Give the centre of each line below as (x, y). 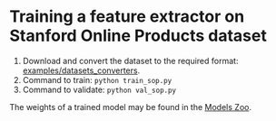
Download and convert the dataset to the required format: (130, 60)
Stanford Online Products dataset (138, 36)
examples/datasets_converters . (81, 70)
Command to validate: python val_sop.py (99, 89)
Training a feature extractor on (127, 17)
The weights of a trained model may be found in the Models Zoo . (131, 107)
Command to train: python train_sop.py (97, 79)
